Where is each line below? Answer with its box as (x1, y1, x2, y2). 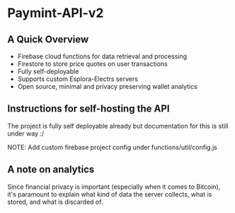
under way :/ (7, 129, 45, 138)
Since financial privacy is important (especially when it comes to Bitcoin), (7, 182, 221, 191)
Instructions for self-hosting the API (7, 103, 170, 115)
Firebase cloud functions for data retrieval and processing (17, 52, 188, 60)
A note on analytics (7, 163, 95, 175)
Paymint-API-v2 (7, 5, 104, 21)
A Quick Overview (7, 33, 89, 45)
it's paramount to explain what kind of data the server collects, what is (7, 190, 212, 198)
